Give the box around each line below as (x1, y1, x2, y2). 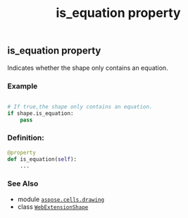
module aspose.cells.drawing (17, 195, 104, 203)
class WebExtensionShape (17, 202, 89, 211)
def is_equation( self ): (7, 155, 77, 163)
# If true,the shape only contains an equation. (7, 103, 153, 110)
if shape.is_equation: (7, 109, 74, 117)
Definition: (7, 133, 44, 143)
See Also (7, 178, 39, 188)
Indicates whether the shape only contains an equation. (7, 63, 168, 72)
